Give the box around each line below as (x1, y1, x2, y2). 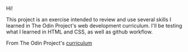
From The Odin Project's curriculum (6, 40, 93, 46)
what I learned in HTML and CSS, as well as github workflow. (6, 28, 153, 35)
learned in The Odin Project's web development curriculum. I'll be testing (6, 23, 183, 29)
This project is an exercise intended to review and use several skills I (6, 16, 172, 23)
